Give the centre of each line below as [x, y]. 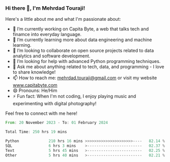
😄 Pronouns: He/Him [35, 90]
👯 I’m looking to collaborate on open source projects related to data [83, 51]
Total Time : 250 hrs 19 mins [36, 132]
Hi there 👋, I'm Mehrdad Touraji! [45, 8]
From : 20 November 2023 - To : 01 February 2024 [57, 123]
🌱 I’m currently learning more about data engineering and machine [82, 40]
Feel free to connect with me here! [41, 113]
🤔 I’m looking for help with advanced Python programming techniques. [87, 61]
